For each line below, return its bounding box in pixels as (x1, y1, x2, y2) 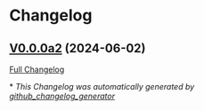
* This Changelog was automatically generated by (9, 82, 195, 91)
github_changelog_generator (9, 90, 116, 101)
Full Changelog (9, 64, 65, 75)
